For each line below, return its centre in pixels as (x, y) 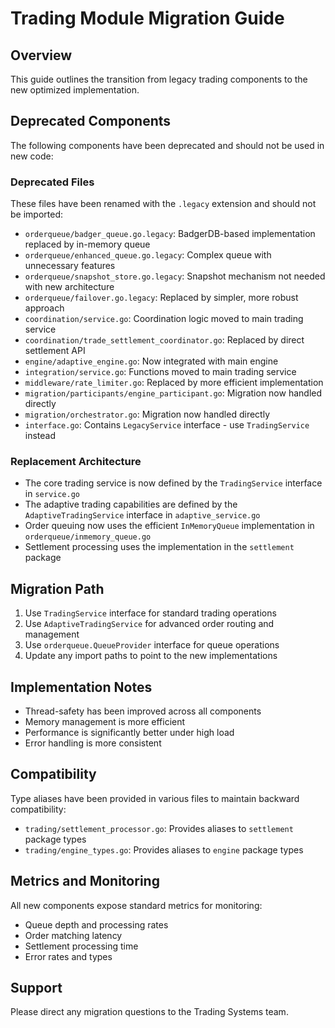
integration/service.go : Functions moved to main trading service (160, 372)
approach (44, 308)
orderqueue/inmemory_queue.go (88, 537)
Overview (41, 55)
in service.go (52, 494)
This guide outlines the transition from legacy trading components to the (159, 79)
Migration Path (57, 588)
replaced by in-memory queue (87, 244)
